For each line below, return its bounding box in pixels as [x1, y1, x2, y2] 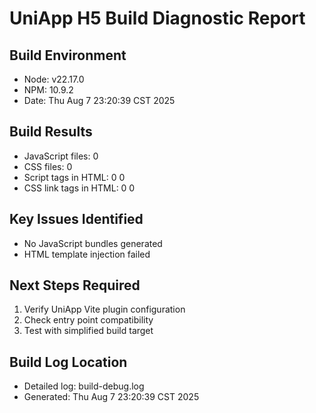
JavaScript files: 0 [23, 150, 99, 162]
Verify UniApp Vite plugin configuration [23, 303, 186, 316]
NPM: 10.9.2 [23, 84, 74, 96]
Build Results [9, 123, 93, 141]
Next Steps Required [9, 277, 141, 294]
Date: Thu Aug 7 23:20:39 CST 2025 [23, 95, 176, 106]
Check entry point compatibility [23, 314, 154, 326]
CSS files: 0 [23, 160, 73, 172]
